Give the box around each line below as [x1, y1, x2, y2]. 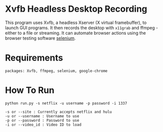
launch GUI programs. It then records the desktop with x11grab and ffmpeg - [5, 24, 158, 30]
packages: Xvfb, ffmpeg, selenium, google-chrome [5, 68, 108, 73]
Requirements [5, 52, 63, 64]
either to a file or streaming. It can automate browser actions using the [5, 30, 146, 36]
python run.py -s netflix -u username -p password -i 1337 [5, 101, 127, 106]
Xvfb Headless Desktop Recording [5, 3, 147, 15]
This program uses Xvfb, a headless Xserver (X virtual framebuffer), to [5, 20, 147, 25]
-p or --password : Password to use [5, 118, 79, 123]
